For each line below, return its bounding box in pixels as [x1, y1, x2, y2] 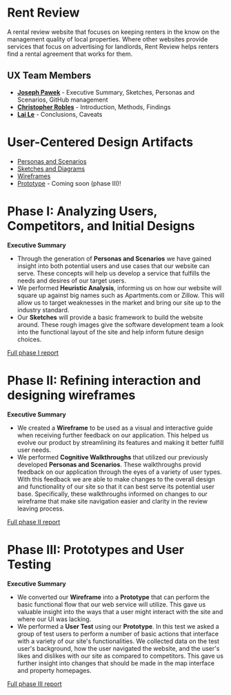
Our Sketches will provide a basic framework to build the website [17, 313, 203, 321]
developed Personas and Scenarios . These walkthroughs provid [17, 460, 201, 468]
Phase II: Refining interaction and [7, 372, 201, 388]
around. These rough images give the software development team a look [17, 320, 224, 329]
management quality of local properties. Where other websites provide [7, 35, 208, 43]
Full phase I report [7, 348, 59, 356]
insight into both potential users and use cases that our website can [17, 261, 210, 270]
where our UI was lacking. [17, 615, 92, 623]
